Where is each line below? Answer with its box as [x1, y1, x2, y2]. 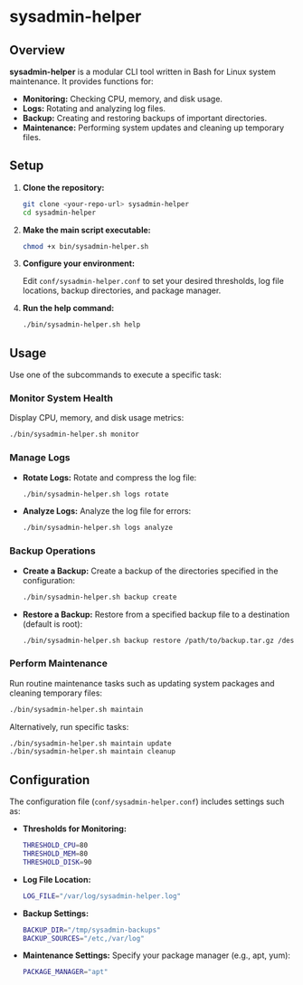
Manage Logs [9, 451, 71, 464]
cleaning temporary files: [9, 687, 102, 698]
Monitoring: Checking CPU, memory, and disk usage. [22, 93, 223, 104]
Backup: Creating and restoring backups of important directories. [22, 113, 268, 123]
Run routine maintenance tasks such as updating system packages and [9, 677, 275, 688]
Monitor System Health [9, 392, 113, 404]
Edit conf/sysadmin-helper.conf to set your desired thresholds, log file [22, 276, 285, 287]
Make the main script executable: [22, 224, 151, 235]
